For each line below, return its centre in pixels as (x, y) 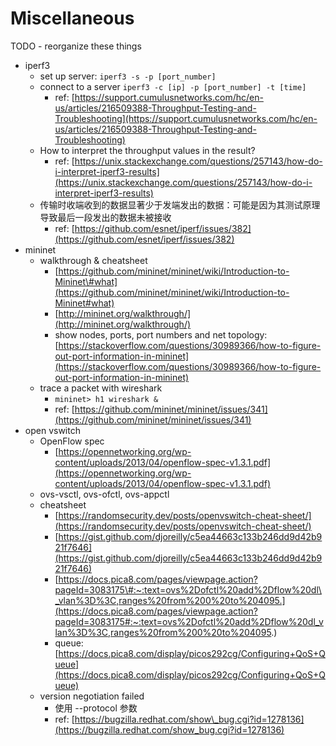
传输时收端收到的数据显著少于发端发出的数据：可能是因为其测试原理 (180, 204)
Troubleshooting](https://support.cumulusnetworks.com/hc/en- (186, 118)
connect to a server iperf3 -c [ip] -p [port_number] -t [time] (173, 86)
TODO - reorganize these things (76, 46)
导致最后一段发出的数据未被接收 (105, 217)
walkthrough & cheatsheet (93, 260)
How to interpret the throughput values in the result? (147, 150)
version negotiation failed (92, 696)
